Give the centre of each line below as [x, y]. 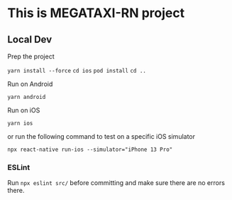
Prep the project [31, 56]
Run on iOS [24, 110]
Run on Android [30, 84]
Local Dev [30, 40]
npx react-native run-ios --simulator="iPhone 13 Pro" [90, 149]
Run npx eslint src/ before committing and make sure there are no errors [116, 183]
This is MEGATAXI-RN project [96, 13]
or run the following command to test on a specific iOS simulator [101, 136]
